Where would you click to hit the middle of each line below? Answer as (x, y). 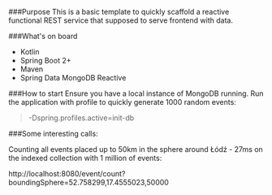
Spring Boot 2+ (45, 61)
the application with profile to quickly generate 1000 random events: (123, 102)
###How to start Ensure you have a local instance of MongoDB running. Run (136, 93)
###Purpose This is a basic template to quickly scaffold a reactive (119, 12)
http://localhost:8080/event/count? (67, 173)
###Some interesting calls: (54, 134)
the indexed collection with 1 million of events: (85, 158)
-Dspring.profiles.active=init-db (81, 118)
